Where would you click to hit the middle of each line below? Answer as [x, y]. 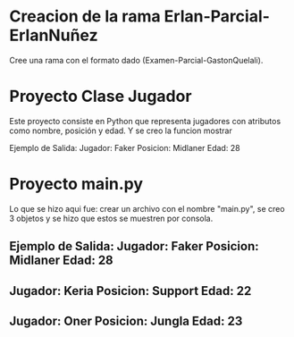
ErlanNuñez [54, 35]
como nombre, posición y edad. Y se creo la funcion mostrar [121, 131]
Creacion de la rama [85, 17]
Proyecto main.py [76, 184]
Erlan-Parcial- [217, 17]
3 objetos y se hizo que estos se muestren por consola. [111, 218]
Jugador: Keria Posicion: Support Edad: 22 [130, 291]
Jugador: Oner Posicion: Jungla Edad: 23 [126, 320]
